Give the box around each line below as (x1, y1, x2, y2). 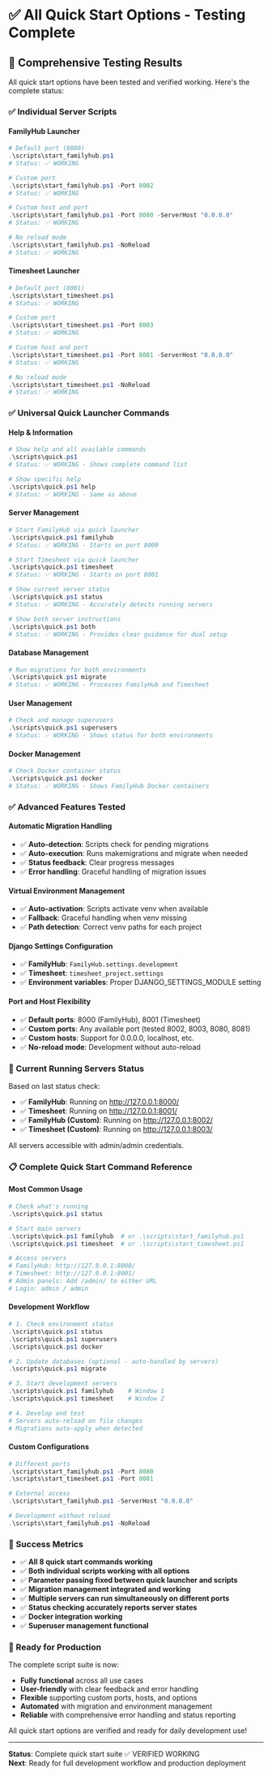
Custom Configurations (8, 1442, 89, 1451)
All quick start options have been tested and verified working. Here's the (8, 77, 250, 87)
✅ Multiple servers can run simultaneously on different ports (19, 1593, 230, 1603)
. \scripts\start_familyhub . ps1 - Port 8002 (8, 181, 154, 190)
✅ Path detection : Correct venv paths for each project (19, 922, 202, 932)
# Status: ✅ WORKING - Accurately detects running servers (8, 600, 213, 608)
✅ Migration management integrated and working (19, 1585, 192, 1594)
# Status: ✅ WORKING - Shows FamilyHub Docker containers (8, 782, 210, 790)
